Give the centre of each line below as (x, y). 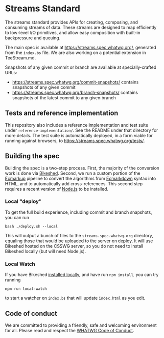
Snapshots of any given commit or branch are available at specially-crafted (81, 67)
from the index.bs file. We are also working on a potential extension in (76, 53)
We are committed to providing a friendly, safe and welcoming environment (81, 325)
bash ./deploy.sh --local (31, 226)
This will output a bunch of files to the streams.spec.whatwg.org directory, (79, 235)
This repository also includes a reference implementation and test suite (77, 125)
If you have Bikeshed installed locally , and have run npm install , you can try (82, 275)
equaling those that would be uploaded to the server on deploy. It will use (79, 241)
